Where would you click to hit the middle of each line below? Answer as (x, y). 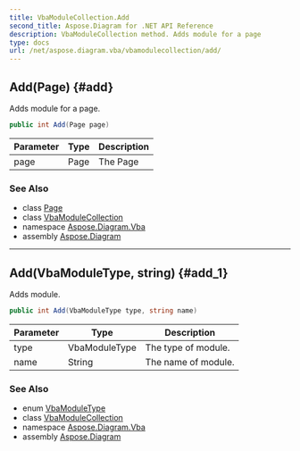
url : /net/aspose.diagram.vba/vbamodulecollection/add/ (115, 51)
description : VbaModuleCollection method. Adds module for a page (135, 34)
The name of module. (190, 362)
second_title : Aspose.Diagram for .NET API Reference (112, 26)
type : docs (29, 42)
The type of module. (187, 347)
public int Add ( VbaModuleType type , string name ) (104, 310)
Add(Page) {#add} (62, 87)
